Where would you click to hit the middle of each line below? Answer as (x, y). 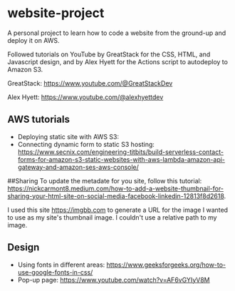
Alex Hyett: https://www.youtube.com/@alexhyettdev (85, 97)
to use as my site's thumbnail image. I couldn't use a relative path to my (112, 217)
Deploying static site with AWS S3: (68, 136)
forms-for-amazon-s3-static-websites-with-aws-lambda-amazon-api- (121, 159)
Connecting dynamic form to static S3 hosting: (86, 144)
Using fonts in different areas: (61, 265)
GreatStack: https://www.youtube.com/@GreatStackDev (90, 83)
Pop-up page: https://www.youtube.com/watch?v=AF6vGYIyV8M (114, 280)
